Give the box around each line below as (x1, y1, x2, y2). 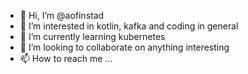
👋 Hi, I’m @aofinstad (19, 10, 105, 21)
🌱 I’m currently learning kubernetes (19, 31, 166, 42)
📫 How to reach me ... (19, 53, 113, 64)
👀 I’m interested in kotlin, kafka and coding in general (19, 20, 239, 32)
